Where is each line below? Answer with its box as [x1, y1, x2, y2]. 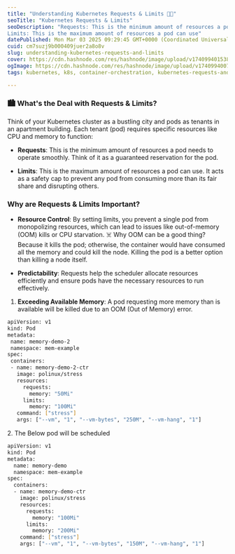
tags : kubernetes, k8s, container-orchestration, [7, 69, 155, 76]
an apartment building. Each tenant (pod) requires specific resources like [7, 124, 218, 133]
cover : [7, 56, 27, 63]
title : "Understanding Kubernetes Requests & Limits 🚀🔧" [7, 10, 177, 18]
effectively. [17, 284, 50, 292]
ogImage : [7, 62, 33, 69]
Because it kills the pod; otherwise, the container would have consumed [17, 241, 225, 249]
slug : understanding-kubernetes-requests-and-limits [7, 50, 164, 57]
